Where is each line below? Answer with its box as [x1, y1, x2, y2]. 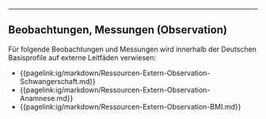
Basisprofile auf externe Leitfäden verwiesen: [8, 52, 157, 62]
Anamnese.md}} [19, 93, 74, 103]
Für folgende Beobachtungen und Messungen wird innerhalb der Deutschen [8, 44, 257, 54]
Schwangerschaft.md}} [19, 76, 97, 86]
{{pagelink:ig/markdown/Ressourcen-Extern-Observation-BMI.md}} [19, 102, 241, 111]
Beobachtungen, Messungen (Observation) [8, 23, 228, 36]
